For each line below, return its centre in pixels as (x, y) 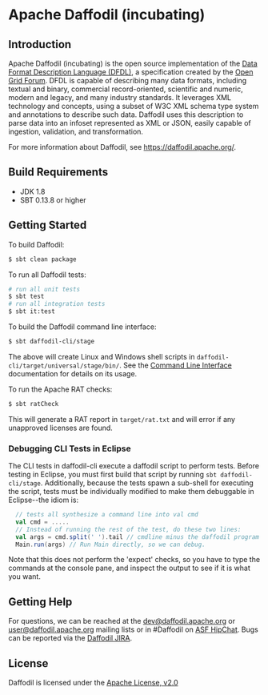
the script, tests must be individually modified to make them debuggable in (131, 492)
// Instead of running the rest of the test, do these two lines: (128, 529)
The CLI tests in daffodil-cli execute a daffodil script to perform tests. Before (134, 466)
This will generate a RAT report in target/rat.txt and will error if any (122, 419)
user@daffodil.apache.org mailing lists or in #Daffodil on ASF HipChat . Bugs (133, 629)
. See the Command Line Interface (175, 365)
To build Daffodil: (36, 244)
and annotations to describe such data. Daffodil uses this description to (126, 114)
